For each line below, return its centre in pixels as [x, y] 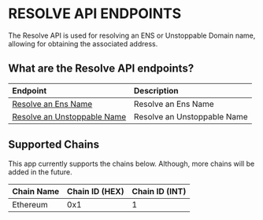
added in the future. [40, 172]
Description [156, 90]
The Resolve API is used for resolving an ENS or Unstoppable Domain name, [132, 35]
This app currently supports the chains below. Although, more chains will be [131, 163]
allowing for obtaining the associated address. [83, 43]
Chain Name [36, 191]
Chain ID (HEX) [95, 191]
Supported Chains [54, 145]
